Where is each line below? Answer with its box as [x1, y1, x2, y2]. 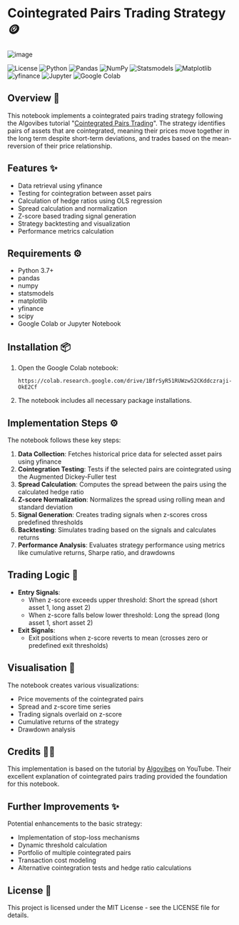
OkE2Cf [17, 384, 38, 391]
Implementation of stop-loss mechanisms [17, 834, 141, 842]
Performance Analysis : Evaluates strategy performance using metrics [17, 541, 225, 549]
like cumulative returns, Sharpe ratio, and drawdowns [17, 549, 176, 556]
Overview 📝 [7, 92, 60, 104]
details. [7, 911, 29, 919]
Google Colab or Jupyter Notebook [17, 319, 121, 328]
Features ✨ [7, 162, 58, 174]
